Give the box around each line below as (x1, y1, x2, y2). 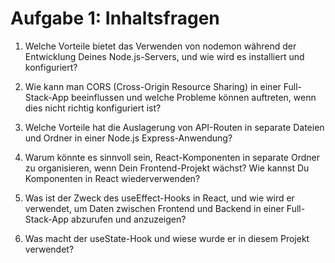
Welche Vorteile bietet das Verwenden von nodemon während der (24, 40, 297, 52)
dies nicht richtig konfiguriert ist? (24, 102, 162, 114)
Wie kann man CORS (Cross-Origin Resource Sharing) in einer (24, 80, 282, 92)
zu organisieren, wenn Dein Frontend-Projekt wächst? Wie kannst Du (24, 162, 310, 174)
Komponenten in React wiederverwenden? (24, 172, 201, 184)
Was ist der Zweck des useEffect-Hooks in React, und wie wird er (24, 192, 295, 204)
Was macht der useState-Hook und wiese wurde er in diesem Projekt (24, 232, 310, 244)
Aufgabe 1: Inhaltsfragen (10, 7, 220, 30)
